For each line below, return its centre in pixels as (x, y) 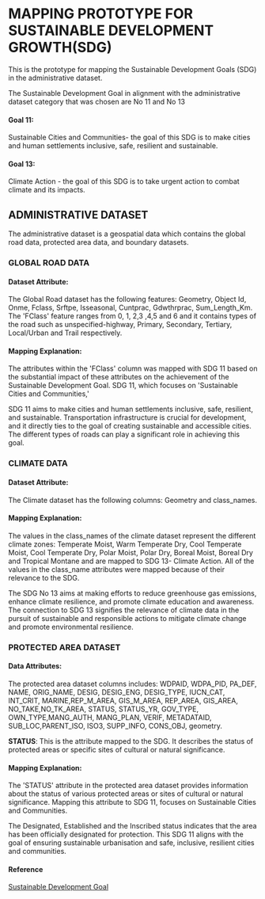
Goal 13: (22, 164)
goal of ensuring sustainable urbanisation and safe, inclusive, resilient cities (131, 843)
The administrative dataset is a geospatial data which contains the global (127, 234)
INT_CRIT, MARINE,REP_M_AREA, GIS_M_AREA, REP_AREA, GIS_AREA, (123, 700)
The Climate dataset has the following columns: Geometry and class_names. (133, 500)
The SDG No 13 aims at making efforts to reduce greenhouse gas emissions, (132, 593)
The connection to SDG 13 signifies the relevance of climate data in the (124, 610)
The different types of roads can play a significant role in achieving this (124, 434)
